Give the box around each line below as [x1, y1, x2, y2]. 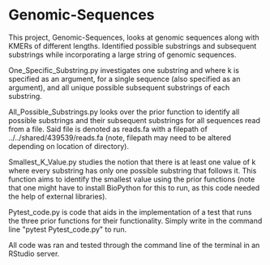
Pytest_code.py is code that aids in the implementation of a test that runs [8, 207, 252, 216]
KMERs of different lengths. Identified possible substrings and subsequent [8, 41, 257, 50]
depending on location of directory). [8, 141, 130, 151]
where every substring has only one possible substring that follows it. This [8, 165, 257, 175]
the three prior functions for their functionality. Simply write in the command [8, 216, 263, 225]
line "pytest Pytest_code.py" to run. [8, 224, 127, 234]
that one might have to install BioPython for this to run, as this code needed [8, 182, 260, 192]
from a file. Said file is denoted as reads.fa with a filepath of [8, 124, 208, 134]
